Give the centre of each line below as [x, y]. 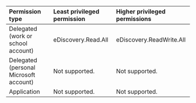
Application [24, 92]
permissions [134, 19]
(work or [21, 36]
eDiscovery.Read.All [81, 40]
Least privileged [76, 11]
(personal [22, 68]
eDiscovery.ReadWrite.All [151, 40]
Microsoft [22, 75]
